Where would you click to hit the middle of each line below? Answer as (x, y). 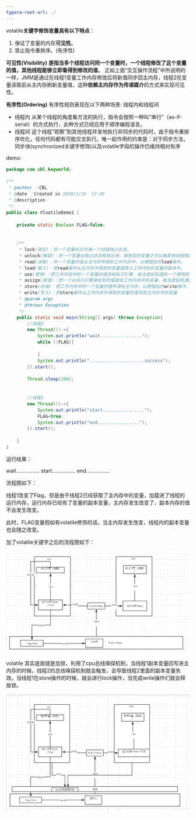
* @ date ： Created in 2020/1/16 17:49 (57, 194)
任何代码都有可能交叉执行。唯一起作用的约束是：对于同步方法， (111, 139)
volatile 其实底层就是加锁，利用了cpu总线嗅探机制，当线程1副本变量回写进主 (98, 663)
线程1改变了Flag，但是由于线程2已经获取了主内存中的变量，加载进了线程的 (96, 495)
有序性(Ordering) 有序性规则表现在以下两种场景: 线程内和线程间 (83, 104)
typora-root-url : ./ (31, 12)
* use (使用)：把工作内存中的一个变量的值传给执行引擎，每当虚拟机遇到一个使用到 (104, 274)
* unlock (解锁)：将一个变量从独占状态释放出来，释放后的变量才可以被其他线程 (101, 256)
